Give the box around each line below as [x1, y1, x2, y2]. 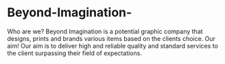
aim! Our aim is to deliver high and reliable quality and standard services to [7, 42, 218, 50]
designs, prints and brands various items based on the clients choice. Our [7, 34, 216, 42]
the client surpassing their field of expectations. [7, 49, 142, 57]
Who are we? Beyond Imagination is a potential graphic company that [7, 27, 204, 35]
